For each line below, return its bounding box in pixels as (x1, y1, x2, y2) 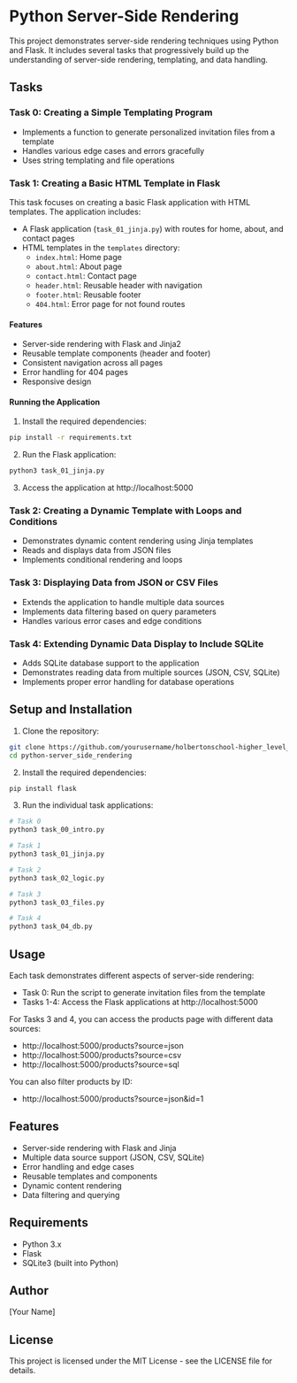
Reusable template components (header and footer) (21, 348, 211, 359)
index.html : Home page (34, 251, 122, 262)
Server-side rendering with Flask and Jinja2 (21, 339, 181, 350)
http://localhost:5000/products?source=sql (21, 1059, 179, 1070)
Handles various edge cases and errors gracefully (21, 145, 205, 156)
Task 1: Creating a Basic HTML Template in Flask (9, 177, 221, 189)
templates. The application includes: (9, 206, 141, 217)
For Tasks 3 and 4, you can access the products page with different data (9, 1013, 274, 1024)
